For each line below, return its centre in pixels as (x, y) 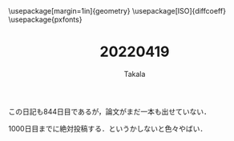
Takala (135, 74)
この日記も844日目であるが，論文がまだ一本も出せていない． (109, 111)
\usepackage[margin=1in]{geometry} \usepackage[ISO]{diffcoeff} (117, 11)
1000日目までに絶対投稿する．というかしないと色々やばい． (108, 128)
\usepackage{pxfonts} (45, 19)
